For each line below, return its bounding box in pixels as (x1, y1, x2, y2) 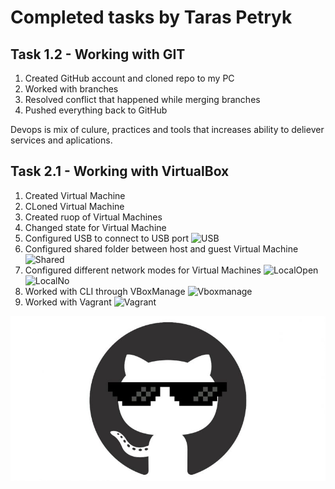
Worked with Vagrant (24, 296, 112, 308)
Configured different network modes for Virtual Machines (24, 264, 262, 276)
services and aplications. (10, 134, 113, 146)
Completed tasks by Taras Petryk (10, 6, 293, 29)
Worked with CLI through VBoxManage (24, 285, 186, 297)
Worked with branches (24, 83, 119, 95)
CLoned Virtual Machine (24, 200, 125, 212)
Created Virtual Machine (24, 189, 126, 201)
